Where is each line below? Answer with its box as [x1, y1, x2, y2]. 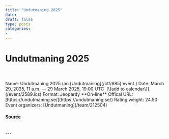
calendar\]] [125, 86, 149, 92]
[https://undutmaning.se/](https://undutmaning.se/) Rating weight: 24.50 [5, 96, 158, 102]
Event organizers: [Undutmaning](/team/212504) [5, 102, 107, 108]
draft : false [5, 17, 33, 22]
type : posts [5, 21, 31, 27]
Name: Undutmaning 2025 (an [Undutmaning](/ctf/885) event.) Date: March [5, 80, 164, 86]
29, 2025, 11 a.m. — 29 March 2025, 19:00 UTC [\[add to [5, 86, 125, 92]
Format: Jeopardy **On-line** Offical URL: [42, 91, 133, 97]
